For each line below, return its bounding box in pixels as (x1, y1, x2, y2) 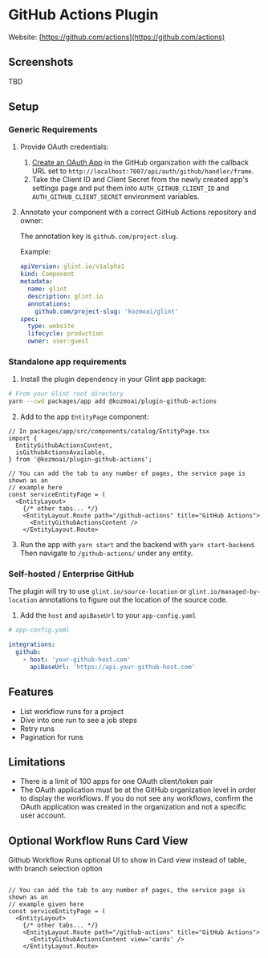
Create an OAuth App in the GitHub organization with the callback (31, 158, 249, 168)
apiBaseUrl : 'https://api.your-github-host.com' (29, 663, 196, 671)
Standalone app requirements (8, 355, 127, 367)
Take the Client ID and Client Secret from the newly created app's (31, 175, 249, 185)
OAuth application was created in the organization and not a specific (19, 802, 247, 812)
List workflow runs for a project (19, 706, 124, 716)
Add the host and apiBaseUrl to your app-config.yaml (19, 611, 197, 620)
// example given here (8, 900, 84, 908)
